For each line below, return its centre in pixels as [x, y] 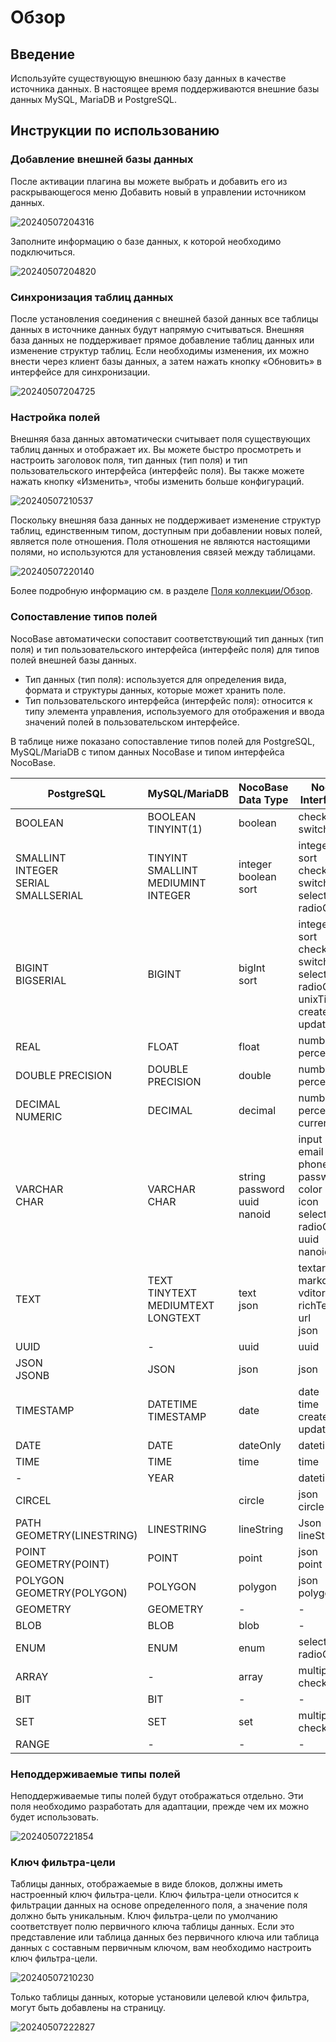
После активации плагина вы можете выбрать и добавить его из [149, 181]
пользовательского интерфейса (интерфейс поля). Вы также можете [157, 471]
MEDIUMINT [177, 883]
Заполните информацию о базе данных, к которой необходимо [146, 241]
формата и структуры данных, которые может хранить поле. [155, 690]
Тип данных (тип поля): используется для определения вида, [155, 679]
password [261, 1189]
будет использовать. [54, 1817]
